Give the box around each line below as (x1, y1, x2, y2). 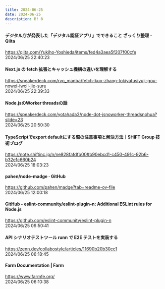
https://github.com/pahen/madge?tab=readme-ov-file (5, 184, 115, 190)
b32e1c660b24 (5, 157, 36, 163)
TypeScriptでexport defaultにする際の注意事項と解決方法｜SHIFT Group (5, 134, 155, 140)
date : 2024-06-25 (5, 12, 41, 17)
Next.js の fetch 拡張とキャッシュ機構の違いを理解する (5, 66, 117, 72)
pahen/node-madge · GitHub (5, 173, 66, 179)
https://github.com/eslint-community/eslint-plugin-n (5, 217, 111, 223)
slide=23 (5, 116, 23, 122)
